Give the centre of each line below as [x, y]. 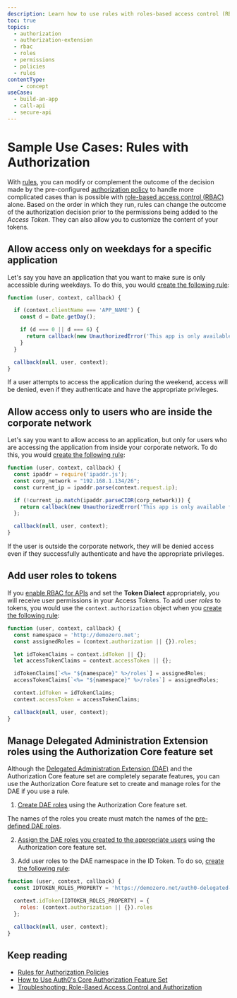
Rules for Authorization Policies [63, 973]
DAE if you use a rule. [39, 791]
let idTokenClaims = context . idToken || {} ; [80, 654]
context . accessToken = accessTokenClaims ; [77, 699]
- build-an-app [36, 100]
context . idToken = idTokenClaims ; [64, 693]
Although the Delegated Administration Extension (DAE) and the [100, 769]
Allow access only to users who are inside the [110, 411]
